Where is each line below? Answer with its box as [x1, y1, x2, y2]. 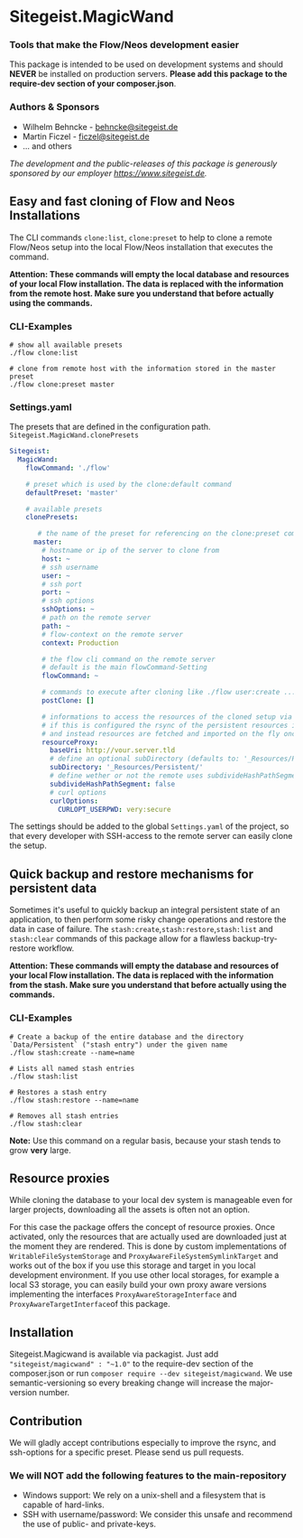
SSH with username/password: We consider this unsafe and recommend [22, 1509, 293, 1520]
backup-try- [233, 933, 278, 945]
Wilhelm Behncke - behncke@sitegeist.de [22, 121, 179, 132]
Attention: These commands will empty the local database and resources [9, 268, 290, 279]
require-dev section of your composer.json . [9, 79, 177, 89]
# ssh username [41, 563, 99, 572]
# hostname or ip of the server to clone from [41, 546, 220, 555]
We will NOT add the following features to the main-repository [9, 1469, 287, 1482]
